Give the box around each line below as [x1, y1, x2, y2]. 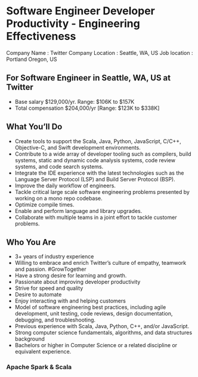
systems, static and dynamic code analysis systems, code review [14, 156, 176, 163]
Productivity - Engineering [6, 17, 140, 30]
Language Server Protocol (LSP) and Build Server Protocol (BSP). [14, 175, 176, 183]
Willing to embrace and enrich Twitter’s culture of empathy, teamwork [14, 259, 187, 267]
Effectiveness [6, 30, 76, 43]
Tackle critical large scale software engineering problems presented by [14, 188, 190, 195]
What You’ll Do [6, 122, 63, 132]
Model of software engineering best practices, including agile [14, 304, 166, 311]
